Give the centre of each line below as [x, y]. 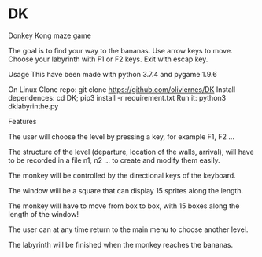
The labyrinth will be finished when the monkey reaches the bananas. [121, 244]
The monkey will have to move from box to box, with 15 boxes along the [124, 206]
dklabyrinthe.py [33, 106]
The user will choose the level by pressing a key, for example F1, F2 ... [121, 136]
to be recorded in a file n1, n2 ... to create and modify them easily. [114, 160]
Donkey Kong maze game [50, 35]
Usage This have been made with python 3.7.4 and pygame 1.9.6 [113, 74]
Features [22, 121]
